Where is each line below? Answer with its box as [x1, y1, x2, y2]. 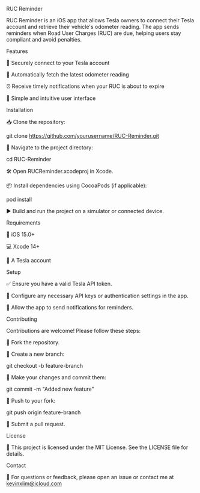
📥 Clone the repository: [6, 119, 65, 125]
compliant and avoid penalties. [6, 36, 82, 43]
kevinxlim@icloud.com [6, 480, 62, 487]
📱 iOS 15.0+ [6, 231, 35, 238]
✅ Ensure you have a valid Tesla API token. [6, 280, 112, 287]
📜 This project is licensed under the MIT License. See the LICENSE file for [6, 444, 189, 451]
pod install [6, 196, 32, 203]
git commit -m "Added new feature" [6, 385, 94, 392]
